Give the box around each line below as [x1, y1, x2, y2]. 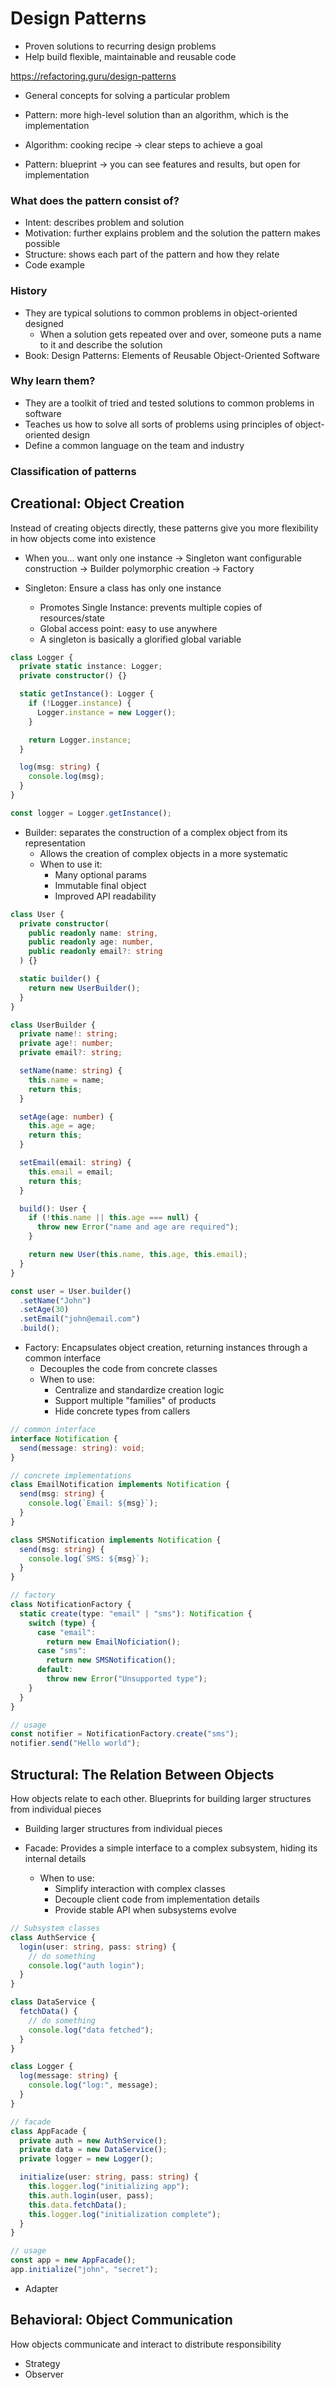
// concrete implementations [10, 1470, 132, 1481]
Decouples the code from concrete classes [39, 1363, 218, 1375]
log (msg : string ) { [19, 762, 101, 772]
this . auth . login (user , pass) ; [28, 2190, 155, 2201]
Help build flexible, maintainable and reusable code [24, 50, 237, 62]
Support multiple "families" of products [54, 1395, 217, 1407]
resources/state [39, 612, 105, 624]
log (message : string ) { [19, 2071, 118, 2081]
